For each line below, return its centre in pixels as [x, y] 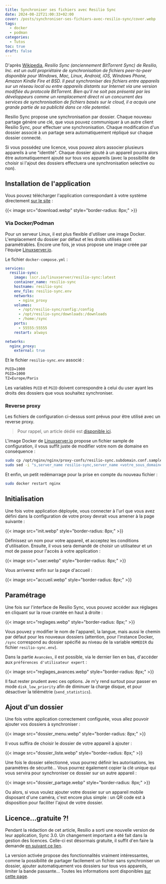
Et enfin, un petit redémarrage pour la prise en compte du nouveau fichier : [82, 475]
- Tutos [18, 42]
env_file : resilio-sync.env [43, 291]
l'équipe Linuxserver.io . [29, 249]
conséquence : [20, 451]
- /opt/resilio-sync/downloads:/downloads [62, 314]
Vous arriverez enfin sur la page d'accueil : [49, 570]
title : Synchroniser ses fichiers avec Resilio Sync [61, 10]
